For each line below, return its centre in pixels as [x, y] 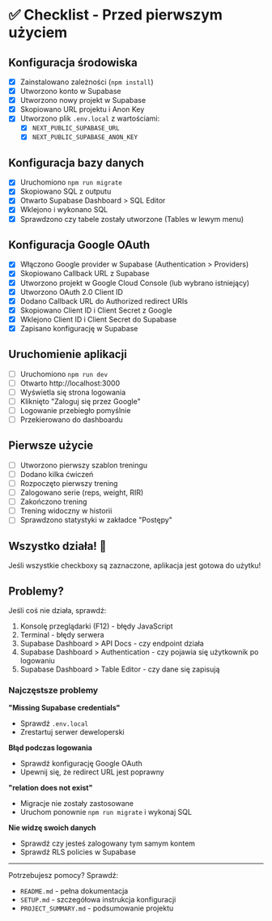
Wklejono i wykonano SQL [64, 210]
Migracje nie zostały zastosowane [76, 804]
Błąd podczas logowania [51, 748]
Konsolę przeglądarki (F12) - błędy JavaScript [96, 626]
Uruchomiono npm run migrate [71, 182]
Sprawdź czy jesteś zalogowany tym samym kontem [108, 843]
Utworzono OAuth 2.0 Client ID [72, 292]
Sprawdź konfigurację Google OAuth [81, 764]
